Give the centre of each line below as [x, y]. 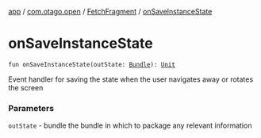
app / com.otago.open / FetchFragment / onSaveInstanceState [110, 11]
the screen [26, 87]
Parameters [31, 108]
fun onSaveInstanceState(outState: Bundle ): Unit [92, 64]
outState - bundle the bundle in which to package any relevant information [130, 125]
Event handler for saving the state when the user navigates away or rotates [131, 79]
